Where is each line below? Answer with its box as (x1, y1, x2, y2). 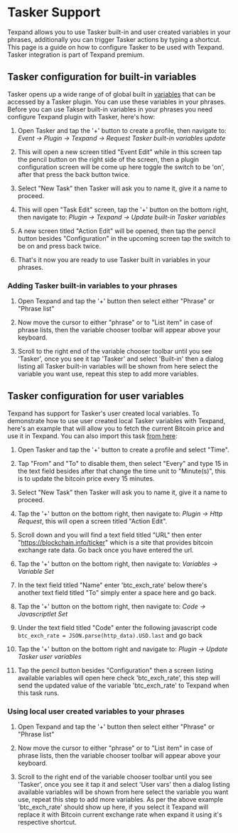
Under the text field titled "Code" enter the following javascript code (17, 623, 217, 632)
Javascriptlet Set (17, 609, 68, 618)
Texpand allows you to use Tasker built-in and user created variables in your (7, 28, 231, 36)
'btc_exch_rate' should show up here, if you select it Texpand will (17, 803, 208, 812)
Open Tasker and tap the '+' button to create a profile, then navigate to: (17, 126, 227, 135)
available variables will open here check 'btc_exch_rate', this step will (17, 673, 220, 682)
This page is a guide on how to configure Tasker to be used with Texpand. (7, 43, 225, 51)
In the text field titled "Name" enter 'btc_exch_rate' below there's (17, 580, 207, 589)
